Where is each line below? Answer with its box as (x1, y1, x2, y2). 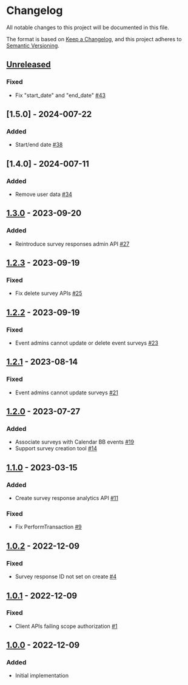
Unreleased (6, 59, 52, 70)
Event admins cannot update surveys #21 (15, 389, 118, 396)
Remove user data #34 (15, 191, 73, 198)
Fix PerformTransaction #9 (15, 523, 82, 531)
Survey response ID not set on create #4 (15, 573, 117, 580)
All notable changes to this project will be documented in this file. (6, 24, 170, 31)
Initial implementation (15, 672, 69, 680)
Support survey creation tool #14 (15, 445, 97, 452)
